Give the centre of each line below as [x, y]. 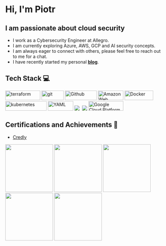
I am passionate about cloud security [65, 28]
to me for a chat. [30, 56]
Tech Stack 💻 [28, 79]
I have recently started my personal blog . [56, 62]
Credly [20, 137]
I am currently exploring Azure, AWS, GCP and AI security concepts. [84, 46]
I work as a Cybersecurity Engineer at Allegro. [61, 40]
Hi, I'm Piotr [30, 9]
